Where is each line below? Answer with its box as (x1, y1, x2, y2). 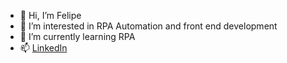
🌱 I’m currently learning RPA (19, 31, 136, 42)
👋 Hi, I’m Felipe (19, 10, 82, 21)
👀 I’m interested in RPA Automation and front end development (19, 20, 278, 32)
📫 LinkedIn (19, 42, 68, 54)
